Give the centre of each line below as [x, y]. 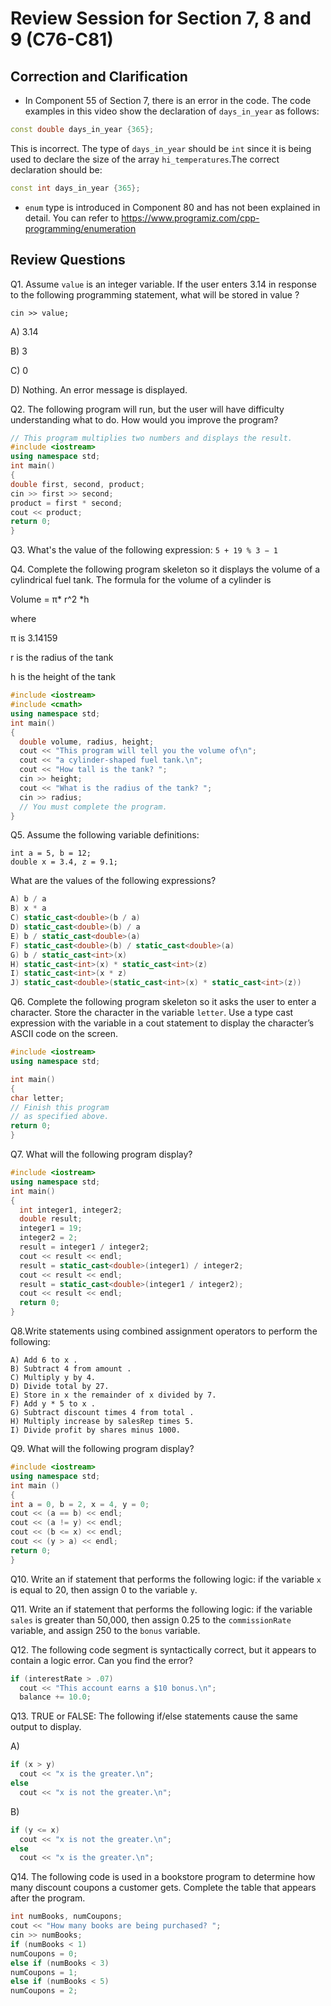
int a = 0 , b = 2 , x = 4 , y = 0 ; [80, 1504]
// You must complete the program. [93, 807]
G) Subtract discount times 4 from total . [102, 1413]
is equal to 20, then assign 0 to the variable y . [104, 1589]
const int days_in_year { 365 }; [75, 188]
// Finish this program [60, 1107]
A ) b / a [28, 899]
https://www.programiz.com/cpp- [190, 218]
